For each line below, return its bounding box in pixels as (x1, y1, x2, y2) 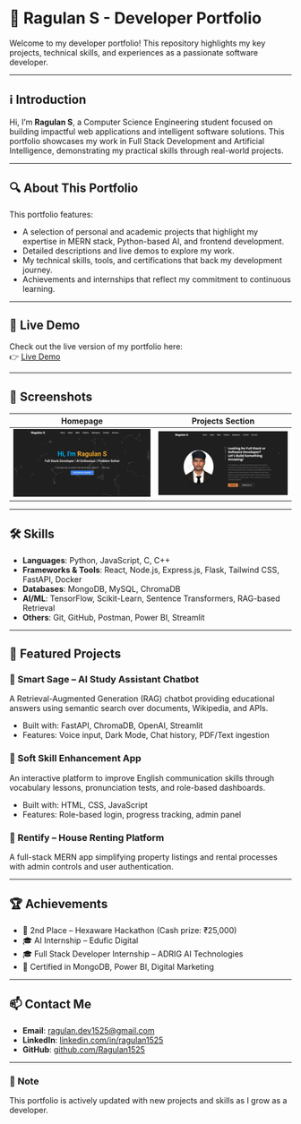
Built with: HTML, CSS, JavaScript (21, 799, 148, 810)
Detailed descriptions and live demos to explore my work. (21, 245, 235, 256)
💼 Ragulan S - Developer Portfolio (9, 8, 262, 29)
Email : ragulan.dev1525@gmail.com (21, 1025, 155, 1035)
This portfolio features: (9, 209, 94, 219)
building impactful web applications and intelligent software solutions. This (9, 125, 285, 137)
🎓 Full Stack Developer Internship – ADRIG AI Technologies (21, 948, 244, 959)
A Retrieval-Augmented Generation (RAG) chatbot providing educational (9, 693, 275, 704)
